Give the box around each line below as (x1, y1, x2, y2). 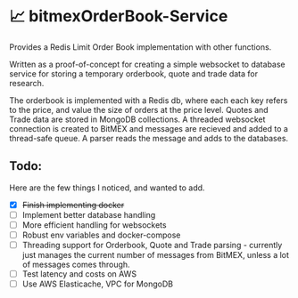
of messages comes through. (21, 259, 131, 270)
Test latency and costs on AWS (21, 269, 137, 279)
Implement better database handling (21, 209, 156, 220)
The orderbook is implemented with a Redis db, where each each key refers (9, 94, 288, 106)
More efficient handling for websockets (21, 219, 167, 230)
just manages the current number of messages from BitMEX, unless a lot (21, 250, 290, 261)
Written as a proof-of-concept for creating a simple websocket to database (9, 59, 286, 69)
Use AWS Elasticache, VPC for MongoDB (21, 278, 174, 289)
